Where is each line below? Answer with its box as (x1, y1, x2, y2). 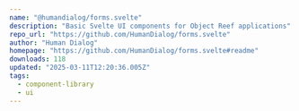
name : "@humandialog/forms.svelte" (9, 13, 143, 22)
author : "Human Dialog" (9, 38, 99, 47)
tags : (9, 72, 30, 81)
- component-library (17, 80, 94, 89)
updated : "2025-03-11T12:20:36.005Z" (9, 64, 151, 73)
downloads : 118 (9, 55, 66, 64)
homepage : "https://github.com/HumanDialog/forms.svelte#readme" (9, 47, 259, 55)
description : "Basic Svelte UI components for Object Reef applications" (9, 21, 292, 30)
